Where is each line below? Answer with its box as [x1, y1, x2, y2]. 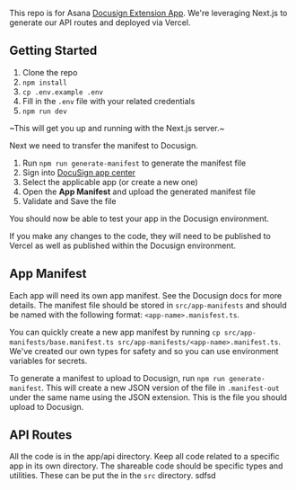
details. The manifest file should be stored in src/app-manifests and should [9, 299, 287, 310]
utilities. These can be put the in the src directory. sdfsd [9, 470, 217, 481]
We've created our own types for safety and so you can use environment [9, 345, 279, 356]
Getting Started [9, 43, 98, 58]
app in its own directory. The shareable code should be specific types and [9, 460, 283, 471]
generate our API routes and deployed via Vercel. [9, 17, 191, 28]
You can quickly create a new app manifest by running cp [9, 326, 221, 337]
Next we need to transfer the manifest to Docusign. [9, 139, 199, 151]
